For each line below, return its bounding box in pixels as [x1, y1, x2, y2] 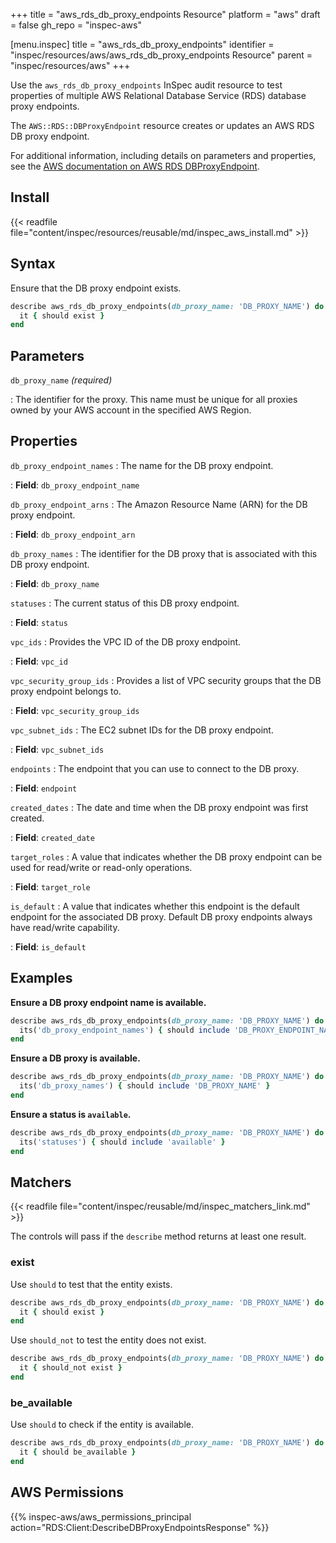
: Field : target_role [10, 880, 91, 893]
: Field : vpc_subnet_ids [10, 743, 105, 755]
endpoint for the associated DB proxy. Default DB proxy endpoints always [10, 910, 313, 923]
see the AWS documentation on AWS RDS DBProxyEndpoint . [10, 160, 260, 172]
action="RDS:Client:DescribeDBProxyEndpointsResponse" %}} [10, 1521, 270, 1533]
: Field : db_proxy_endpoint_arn [10, 528, 136, 540]
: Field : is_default [10, 940, 87, 953]
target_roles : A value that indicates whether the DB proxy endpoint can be [10, 850, 323, 863]
